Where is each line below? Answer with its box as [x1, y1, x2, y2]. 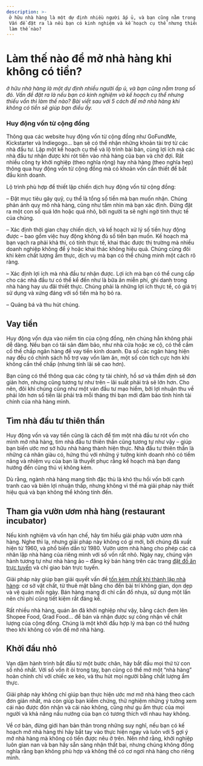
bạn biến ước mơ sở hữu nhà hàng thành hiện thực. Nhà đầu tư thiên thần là [6, 445, 195, 452]
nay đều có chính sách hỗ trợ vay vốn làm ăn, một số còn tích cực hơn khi [6, 354, 190, 361]
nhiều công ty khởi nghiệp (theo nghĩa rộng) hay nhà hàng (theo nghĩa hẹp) [6, 159, 193, 166]
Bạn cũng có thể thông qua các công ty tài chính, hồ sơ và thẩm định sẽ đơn [6, 372, 196, 379]
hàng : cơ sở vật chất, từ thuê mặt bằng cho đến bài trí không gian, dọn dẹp [6, 582, 193, 589]
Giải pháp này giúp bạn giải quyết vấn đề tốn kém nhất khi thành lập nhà [6, 575, 186, 582]
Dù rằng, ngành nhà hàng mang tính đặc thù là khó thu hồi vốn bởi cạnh [6, 476, 185, 483]
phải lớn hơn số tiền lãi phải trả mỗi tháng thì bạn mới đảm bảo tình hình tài [6, 391, 192, 399]
